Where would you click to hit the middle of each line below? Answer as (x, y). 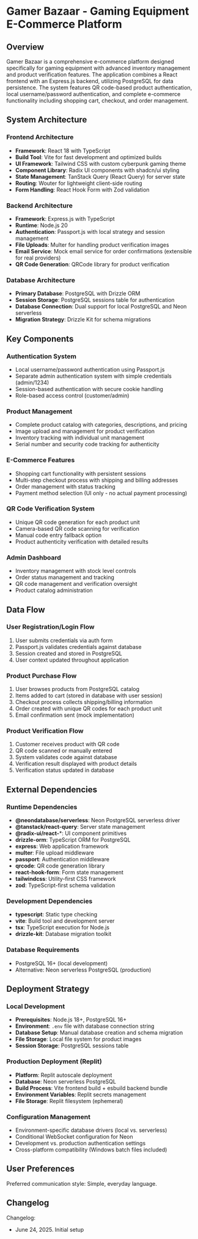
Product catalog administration (54, 590)
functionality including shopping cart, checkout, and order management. (97, 100)
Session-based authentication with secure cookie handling (89, 389)
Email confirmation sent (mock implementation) (75, 715)
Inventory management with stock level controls (75, 571)
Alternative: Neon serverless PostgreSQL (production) (83, 970)
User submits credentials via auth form (64, 640)
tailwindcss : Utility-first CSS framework (65, 879)
